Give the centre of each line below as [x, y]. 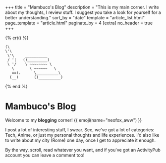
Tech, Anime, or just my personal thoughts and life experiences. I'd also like [82, 135]
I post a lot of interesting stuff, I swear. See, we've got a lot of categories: [80, 130]
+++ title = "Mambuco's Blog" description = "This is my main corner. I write [82, 7]
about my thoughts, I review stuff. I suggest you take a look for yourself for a [83, 12]
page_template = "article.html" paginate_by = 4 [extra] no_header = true [79, 23]
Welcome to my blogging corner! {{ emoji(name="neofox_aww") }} [74, 120]
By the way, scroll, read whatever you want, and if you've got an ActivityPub [83, 150]
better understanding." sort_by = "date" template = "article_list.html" [75, 18]
